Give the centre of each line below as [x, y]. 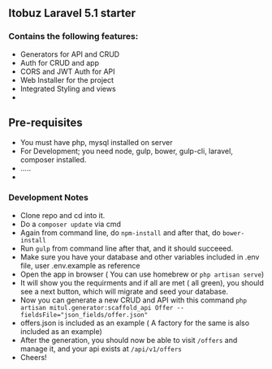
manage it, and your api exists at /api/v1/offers [101, 349]
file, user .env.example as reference [80, 265]
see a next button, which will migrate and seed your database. [124, 291]
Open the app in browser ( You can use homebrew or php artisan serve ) [142, 274]
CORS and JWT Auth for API [67, 71]
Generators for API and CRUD [70, 54]
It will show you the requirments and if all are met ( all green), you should [142, 282]
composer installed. [53, 159]
